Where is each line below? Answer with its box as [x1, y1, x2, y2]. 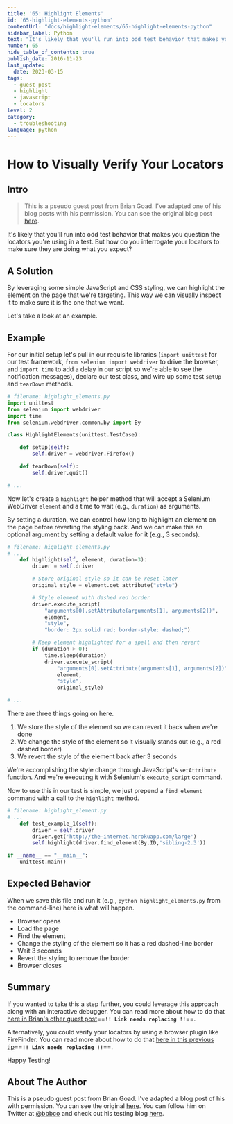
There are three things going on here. [7, 709, 114, 717]
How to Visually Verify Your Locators [7, 156, 224, 172]
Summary [7, 981, 51, 993]
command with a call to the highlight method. [7, 794, 140, 802]
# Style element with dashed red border [32, 594, 150, 601]
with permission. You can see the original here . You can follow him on [7, 1102, 206, 1110]
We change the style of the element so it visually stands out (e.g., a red [17, 738, 221, 746]
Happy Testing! [7, 1056, 51, 1064]
